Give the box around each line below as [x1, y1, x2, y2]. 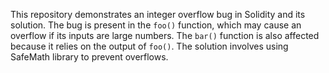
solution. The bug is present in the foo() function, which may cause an [10, 19, 302, 31]
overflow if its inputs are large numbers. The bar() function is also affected [10, 30, 320, 41]
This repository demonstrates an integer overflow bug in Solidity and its [10, 9, 306, 20]
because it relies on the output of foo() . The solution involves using [10, 40, 289, 52]
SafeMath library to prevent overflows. [10, 51, 169, 63]
